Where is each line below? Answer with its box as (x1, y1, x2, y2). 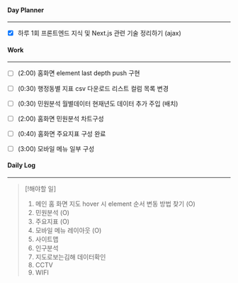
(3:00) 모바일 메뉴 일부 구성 (17, 144, 95, 152)
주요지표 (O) (35, 217, 69, 226)
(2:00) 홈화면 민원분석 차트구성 (17, 114, 104, 123)
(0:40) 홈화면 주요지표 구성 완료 (17, 129, 106, 138)
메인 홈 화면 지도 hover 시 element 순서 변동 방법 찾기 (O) (35, 199, 196, 209)
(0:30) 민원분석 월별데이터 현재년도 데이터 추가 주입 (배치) (17, 99, 178, 108)
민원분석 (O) (35, 209, 69, 217)
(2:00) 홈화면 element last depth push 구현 (17, 69, 140, 77)
